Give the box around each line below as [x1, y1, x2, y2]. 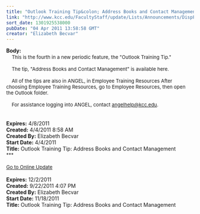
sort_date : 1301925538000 [6, 20, 70, 26]
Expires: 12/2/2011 [6, 176, 52, 183]
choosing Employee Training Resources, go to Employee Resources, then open [6, 84, 186, 90]
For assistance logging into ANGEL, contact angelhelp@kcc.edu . [11, 102, 159, 108]
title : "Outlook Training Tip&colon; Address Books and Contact [6, 8, 169, 15]
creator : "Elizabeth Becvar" [6, 31, 79, 37]
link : [6, 14, 20, 20]
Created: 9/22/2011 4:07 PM [6, 182, 76, 190]
